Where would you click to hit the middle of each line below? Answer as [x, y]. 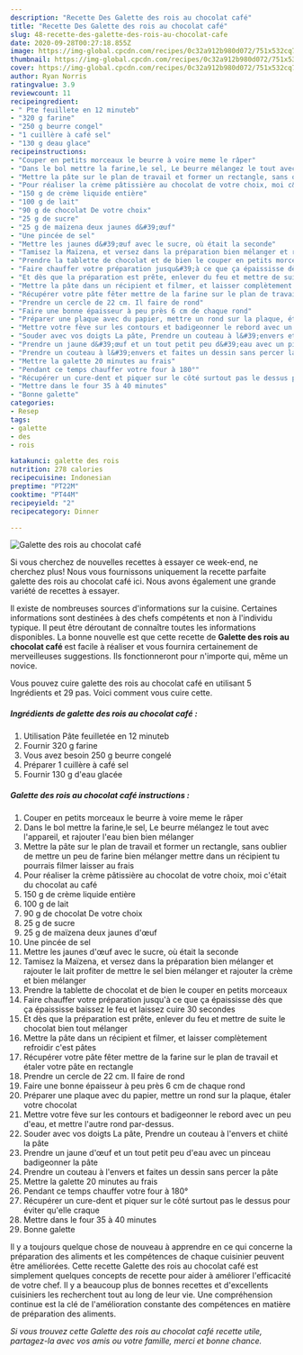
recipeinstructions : [49, 151]
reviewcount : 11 [40, 93]
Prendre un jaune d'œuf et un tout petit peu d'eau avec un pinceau [147, 1153]
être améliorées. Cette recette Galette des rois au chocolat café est [134, 1266]
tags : [20, 420]
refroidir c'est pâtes [60, 1048]
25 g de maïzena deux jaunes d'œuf [90, 932]
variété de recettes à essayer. [65, 591]
